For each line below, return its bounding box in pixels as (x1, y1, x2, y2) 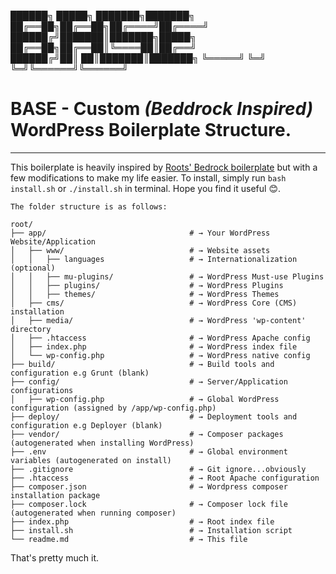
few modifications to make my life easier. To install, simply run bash (10, 171, 287, 184)
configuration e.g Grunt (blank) (10, 368, 150, 378)
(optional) (10, 263, 56, 273)
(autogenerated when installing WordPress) (10, 438, 195, 448)
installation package (10, 490, 101, 500)
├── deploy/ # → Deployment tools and (10, 411, 298, 422)
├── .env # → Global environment (10, 446, 288, 457)
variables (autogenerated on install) (10, 455, 172, 465)
